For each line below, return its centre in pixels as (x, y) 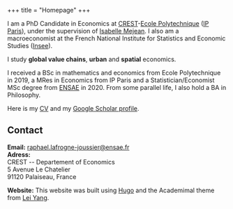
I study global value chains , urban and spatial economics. (92, 59)
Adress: (19, 154)
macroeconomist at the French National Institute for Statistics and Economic (116, 38)
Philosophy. (24, 95)
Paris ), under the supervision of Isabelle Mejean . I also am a (93, 31)
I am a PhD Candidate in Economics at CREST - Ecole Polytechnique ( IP (108, 23)
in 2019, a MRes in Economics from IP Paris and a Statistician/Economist (111, 80)
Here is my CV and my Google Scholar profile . (73, 108)
